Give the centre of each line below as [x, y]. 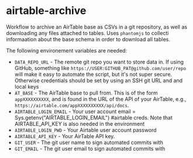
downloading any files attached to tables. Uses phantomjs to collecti [87, 33]
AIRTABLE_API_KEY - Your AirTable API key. [65, 136]
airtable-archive [46, 11]
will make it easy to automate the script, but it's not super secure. [93, 74]
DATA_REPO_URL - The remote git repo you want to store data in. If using [99, 62]
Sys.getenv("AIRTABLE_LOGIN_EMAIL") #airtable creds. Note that [93, 117]
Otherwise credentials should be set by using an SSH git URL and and [99, 80]
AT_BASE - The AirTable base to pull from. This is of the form [86, 93]
